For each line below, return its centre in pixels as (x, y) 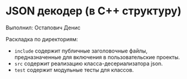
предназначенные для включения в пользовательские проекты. (97, 57)
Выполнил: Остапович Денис (43, 28)
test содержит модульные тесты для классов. (74, 69)
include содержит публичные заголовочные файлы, (81, 51)
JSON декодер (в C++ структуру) (93, 11)
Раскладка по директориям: (42, 39)
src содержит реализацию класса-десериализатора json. (88, 63)
